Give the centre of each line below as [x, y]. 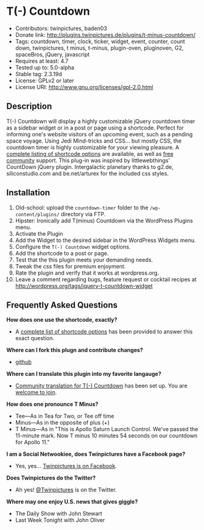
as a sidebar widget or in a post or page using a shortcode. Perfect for [95, 128]
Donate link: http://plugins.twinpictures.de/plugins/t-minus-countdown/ [105, 34]
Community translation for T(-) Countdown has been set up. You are [101, 386]
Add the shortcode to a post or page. [62, 253]
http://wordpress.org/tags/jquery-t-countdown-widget [84, 286]
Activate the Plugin [39, 233]
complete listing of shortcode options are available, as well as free [90, 154]
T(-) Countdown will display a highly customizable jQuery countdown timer [101, 121]
